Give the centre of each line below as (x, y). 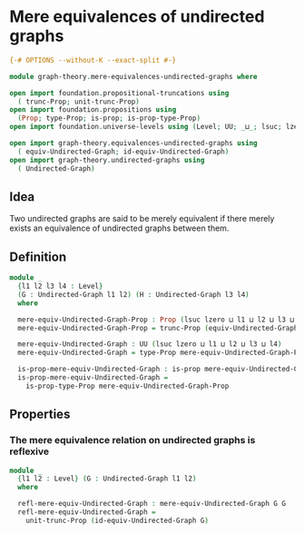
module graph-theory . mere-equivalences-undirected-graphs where (133, 76)
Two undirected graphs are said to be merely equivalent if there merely (142, 219)
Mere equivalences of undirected (137, 17)
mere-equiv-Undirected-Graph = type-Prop (97, 353)
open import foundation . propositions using (93, 110)
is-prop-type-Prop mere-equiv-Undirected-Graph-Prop (128, 386)
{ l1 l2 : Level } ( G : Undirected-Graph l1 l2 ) (107, 479)
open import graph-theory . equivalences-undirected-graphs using (133, 143)
